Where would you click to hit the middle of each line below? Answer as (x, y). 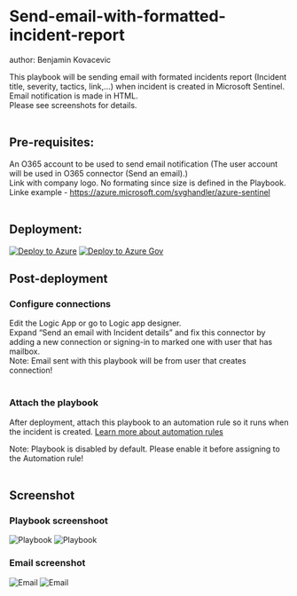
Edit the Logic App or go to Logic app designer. (95, 323)
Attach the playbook (54, 403)
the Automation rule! (47, 458)
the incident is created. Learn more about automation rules (116, 431)
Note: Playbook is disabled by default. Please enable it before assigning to (145, 449)
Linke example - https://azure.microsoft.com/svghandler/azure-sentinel (140, 192)
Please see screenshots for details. (73, 105)
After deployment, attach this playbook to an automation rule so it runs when (149, 422)
